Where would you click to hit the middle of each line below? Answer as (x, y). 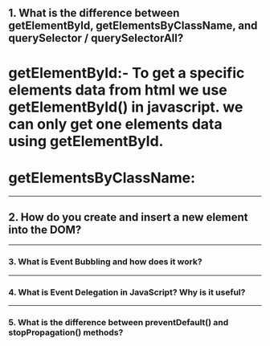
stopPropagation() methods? (66, 332)
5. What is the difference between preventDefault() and (119, 322)
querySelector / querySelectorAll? (96, 38)
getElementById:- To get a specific (127, 73)
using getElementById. (86, 141)
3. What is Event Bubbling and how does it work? (105, 262)
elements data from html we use (118, 90)
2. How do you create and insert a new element (128, 217)
